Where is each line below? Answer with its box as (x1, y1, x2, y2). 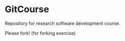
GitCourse (5, 4, 49, 15)
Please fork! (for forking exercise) (5, 30, 76, 36)
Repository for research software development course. (5, 20, 121, 26)
